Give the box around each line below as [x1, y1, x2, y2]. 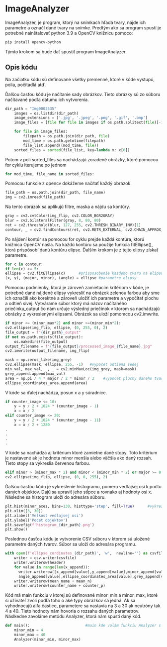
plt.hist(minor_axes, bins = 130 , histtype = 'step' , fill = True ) [5, 504, 135, 509]
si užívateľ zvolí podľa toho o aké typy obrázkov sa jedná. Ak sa [5, 598, 136, 604]
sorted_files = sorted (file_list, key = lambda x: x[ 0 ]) [14, 147, 130, 152]
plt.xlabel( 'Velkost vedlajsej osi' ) [5, 513, 83, 518]
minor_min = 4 [14, 628, 43, 633]
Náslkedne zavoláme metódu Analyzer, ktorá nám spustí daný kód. [5, 613, 142, 620]
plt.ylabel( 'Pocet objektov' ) [5, 518, 68, 523]
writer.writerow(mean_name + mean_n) [14, 578, 92, 584]
